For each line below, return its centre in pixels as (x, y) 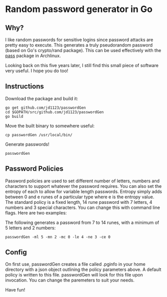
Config (16, 252)
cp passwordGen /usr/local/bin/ (39, 135)
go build (14, 116)
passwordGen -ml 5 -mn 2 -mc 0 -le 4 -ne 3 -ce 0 (58, 237)
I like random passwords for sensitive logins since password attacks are (79, 40)
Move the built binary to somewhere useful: (50, 126)
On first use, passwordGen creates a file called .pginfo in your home (75, 264)
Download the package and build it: (42, 98)
